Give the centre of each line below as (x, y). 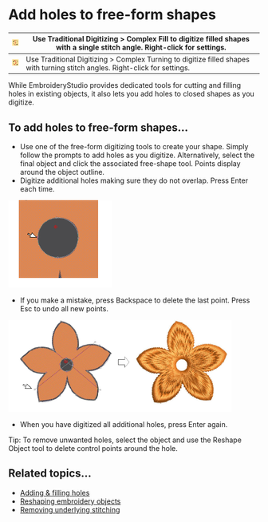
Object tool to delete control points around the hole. (93, 448)
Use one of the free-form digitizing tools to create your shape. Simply (134, 146)
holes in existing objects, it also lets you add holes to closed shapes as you (132, 94)
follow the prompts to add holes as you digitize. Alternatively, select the (137, 155)
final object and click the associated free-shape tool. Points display (130, 164)
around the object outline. (62, 172)
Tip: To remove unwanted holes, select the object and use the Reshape (125, 440)
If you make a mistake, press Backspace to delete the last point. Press (135, 300)
